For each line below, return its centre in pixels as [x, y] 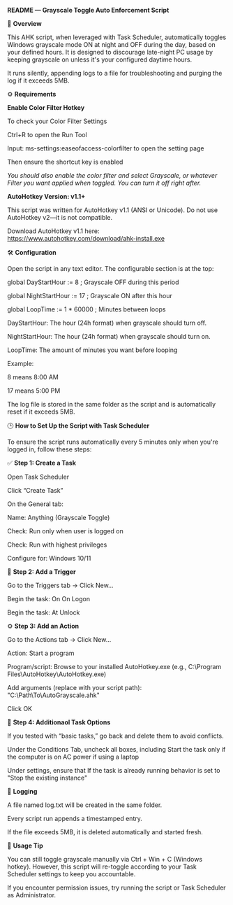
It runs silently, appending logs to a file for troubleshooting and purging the [115, 73]
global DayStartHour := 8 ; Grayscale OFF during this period [93, 282]
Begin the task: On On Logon [49, 599]
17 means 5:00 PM [34, 391]
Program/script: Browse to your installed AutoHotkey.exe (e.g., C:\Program [114, 667]
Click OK [20, 709]
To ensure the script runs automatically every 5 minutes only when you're [113, 442]
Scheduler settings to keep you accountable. [72, 874]
